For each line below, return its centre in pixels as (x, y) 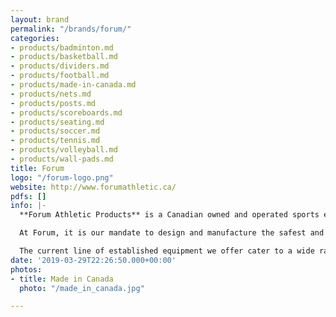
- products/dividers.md (60, 66)
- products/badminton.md (62, 47)
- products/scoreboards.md (66, 112)
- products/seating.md (57, 122)
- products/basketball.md (64, 57)
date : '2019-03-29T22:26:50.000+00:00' (93, 260)
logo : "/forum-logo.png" (62, 177)
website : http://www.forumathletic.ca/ (93, 187)
